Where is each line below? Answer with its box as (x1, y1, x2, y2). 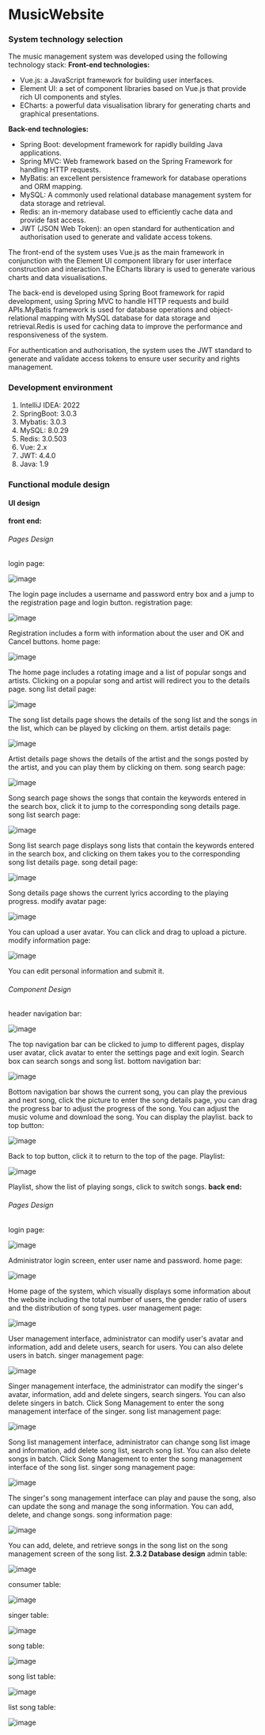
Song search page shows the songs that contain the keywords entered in (8, 793, 247, 803)
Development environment (8, 382, 113, 393)
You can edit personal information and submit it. (8, 966, 165, 976)
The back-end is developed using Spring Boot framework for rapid (8, 288, 225, 298)
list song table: (8, 1702, 56, 1711)
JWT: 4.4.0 (19, 450, 56, 460)
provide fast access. (19, 215, 87, 225)
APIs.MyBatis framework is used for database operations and (8, 305, 208, 314)
